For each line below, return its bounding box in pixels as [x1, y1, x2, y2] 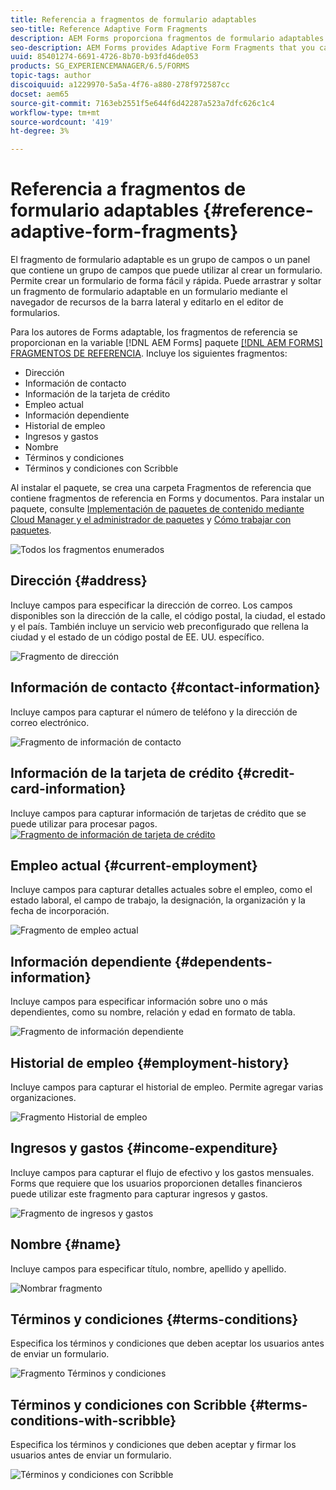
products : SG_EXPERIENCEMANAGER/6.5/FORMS [10, 61, 190, 71]
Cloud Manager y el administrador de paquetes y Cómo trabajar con [10, 514, 292, 526]
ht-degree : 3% [10, 126, 70, 136]
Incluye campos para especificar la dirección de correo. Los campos [10, 599, 293, 611]
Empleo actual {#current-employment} [10, 857, 258, 874]
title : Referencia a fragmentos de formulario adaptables [10, 14, 257, 25]
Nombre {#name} [10, 1236, 122, 1253]
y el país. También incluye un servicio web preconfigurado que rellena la [10, 620, 309, 632]
